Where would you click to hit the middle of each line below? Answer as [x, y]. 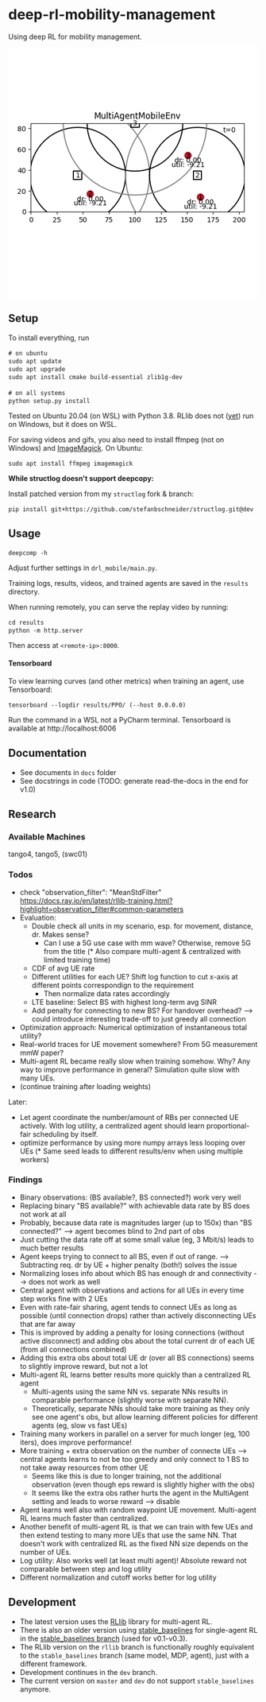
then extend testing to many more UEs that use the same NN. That [128, 1535]
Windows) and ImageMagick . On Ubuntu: [75, 448]
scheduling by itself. [66, 1134]
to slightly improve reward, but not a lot [84, 1366]
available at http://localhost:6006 [62, 728]
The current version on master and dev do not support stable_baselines [137, 1681]
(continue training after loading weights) [85, 1086]
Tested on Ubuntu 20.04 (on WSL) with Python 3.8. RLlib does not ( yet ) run [131, 416]
